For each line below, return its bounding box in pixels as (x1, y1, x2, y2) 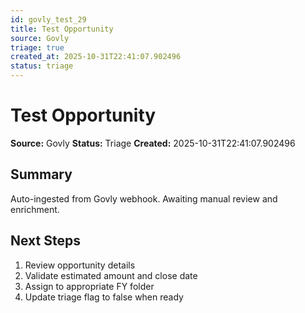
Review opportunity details (24, 259, 136, 271)
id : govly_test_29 (10, 14, 87, 25)
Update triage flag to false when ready (24, 291, 184, 303)
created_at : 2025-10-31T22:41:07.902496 (10, 52, 182, 62)
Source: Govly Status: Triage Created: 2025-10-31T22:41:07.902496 (10, 137, 296, 149)
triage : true (10, 42, 65, 53)
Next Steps (10, 232, 81, 250)
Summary (10, 166, 73, 183)
